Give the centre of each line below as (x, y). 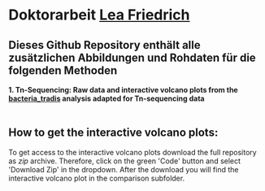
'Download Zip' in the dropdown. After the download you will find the (124, 169)
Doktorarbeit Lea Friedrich (99, 15)
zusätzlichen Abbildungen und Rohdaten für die (132, 57)
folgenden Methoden (63, 70)
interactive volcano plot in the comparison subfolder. (97, 178)
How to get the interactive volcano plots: (113, 133)
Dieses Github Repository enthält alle (104, 45)
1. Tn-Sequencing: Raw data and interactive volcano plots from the (123, 90)
